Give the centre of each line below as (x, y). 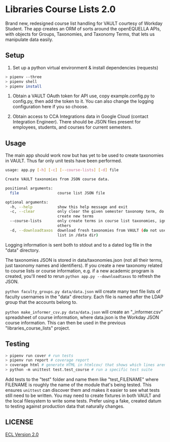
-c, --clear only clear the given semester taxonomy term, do (87, 212)
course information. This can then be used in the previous (66, 323)
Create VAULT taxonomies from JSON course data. (57, 179)
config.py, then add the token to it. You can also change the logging (83, 101)
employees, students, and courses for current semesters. (72, 127)
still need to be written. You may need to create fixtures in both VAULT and (83, 395)
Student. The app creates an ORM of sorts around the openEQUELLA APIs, (83, 28)
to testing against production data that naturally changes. (65, 406)
